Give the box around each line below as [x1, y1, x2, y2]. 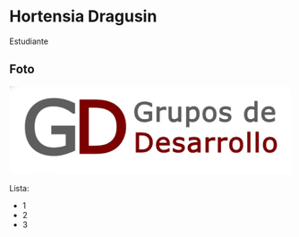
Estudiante [9, 36, 49, 47]
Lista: [9, 182, 30, 193]
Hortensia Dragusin [9, 6, 158, 27]
